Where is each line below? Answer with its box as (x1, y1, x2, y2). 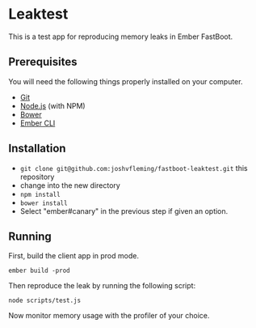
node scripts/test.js (8, 296, 82, 305)
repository (19, 172, 55, 181)
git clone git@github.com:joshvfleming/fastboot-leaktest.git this (19, 163, 248, 173)
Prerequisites (8, 55, 78, 69)
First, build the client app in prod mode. (8, 251, 140, 261)
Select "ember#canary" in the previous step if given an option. (19, 206, 229, 215)
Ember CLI (19, 118, 56, 128)
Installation (8, 142, 66, 155)
